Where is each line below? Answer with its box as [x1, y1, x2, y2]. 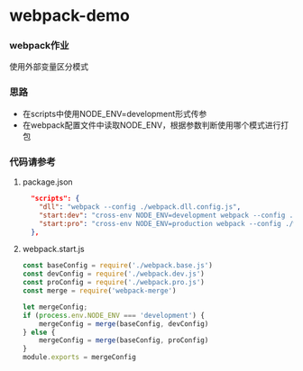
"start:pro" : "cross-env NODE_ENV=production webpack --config [39, 219, 281, 228]
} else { [22, 328, 56, 337]
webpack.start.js [22, 244, 85, 255]
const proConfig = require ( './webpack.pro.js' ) [22, 278, 206, 287]
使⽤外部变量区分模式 [9, 61, 88, 72]
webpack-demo [9, 5, 131, 26]
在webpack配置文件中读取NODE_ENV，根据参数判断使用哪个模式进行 [22, 119, 281, 131]
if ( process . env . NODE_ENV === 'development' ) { [22, 311, 206, 320]
